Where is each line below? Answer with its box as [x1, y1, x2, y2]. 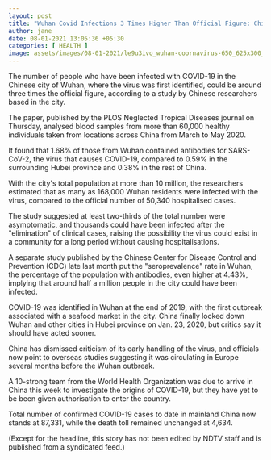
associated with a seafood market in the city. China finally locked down [8, 312, 244, 320]
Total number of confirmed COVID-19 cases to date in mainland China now [8, 409, 256, 419]
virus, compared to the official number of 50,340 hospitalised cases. [8, 195, 236, 205]
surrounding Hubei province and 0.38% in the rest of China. [8, 163, 207, 172]
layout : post [8, 11, 52, 20]
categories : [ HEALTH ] [8, 42, 89, 50]
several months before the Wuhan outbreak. [8, 361, 155, 370]
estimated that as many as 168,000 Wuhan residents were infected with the [8, 187, 259, 196]
